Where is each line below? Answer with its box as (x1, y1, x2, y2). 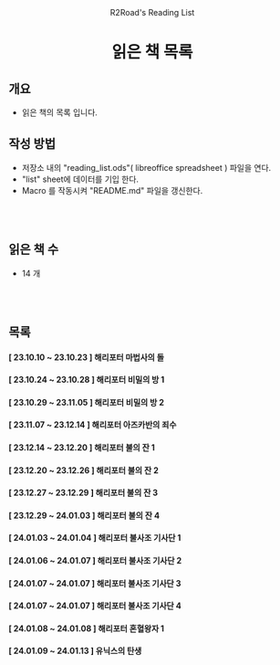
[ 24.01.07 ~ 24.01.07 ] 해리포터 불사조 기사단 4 (8, 600, 181, 611)
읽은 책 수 (8, 242, 59, 258)
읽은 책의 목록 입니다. (21, 107, 98, 118)
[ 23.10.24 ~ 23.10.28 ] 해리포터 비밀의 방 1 (8, 375, 165, 385)
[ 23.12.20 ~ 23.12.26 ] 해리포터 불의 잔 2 (8, 464, 159, 476)
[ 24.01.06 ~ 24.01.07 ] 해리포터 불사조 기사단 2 (8, 554, 182, 565)
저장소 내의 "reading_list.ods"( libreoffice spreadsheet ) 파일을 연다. (21, 162, 272, 173)
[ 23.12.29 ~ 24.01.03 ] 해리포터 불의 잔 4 (8, 510, 161, 521)
